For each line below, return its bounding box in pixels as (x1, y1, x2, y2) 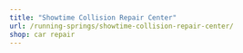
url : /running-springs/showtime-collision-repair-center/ (9, 22, 234, 31)
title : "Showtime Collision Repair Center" (9, 13, 177, 22)
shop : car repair (9, 30, 76, 39)
